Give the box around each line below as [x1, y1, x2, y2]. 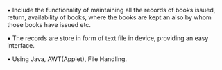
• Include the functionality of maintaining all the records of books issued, [7, 6, 216, 14]
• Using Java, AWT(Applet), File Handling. [7, 55, 127, 63]
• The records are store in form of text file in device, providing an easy [7, 34, 209, 42]
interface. [7, 42, 35, 49]
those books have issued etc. [7, 21, 92, 28]
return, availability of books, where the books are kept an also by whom [7, 13, 212, 21]
